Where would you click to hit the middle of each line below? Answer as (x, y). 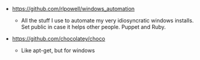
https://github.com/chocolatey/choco (58, 38)
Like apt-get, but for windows (58, 50)
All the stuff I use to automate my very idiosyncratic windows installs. (107, 20)
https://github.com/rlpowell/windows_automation (73, 9)
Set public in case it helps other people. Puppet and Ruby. (93, 27)
